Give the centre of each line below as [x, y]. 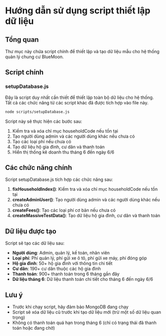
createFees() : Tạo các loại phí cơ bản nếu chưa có [64, 210]
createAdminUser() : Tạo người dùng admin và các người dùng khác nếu [86, 200]
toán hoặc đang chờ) [34, 328]
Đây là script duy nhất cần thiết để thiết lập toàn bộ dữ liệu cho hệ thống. [80, 97]
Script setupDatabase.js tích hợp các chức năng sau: [59, 179]
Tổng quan [22, 40]
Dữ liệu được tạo [31, 231]
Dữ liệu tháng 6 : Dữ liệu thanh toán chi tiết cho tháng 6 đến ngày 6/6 [83, 279]
